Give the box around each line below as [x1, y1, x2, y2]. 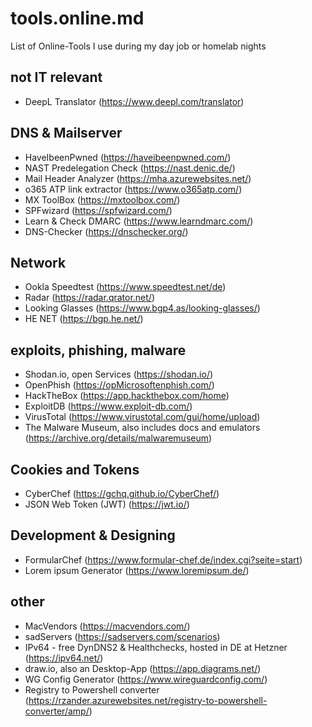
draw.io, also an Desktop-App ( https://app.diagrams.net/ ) [24, 662, 262, 674]
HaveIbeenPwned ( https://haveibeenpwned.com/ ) [24, 151, 232, 163]
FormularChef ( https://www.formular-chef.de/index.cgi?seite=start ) [24, 553, 303, 566]
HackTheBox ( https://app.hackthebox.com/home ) [24, 390, 230, 402]
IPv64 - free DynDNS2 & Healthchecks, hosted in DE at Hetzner [24, 641, 288, 653]
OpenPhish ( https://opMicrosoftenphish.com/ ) [24, 379, 215, 391]
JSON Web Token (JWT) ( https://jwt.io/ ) [24, 498, 190, 510]
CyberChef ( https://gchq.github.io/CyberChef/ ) [24, 488, 220, 499]
